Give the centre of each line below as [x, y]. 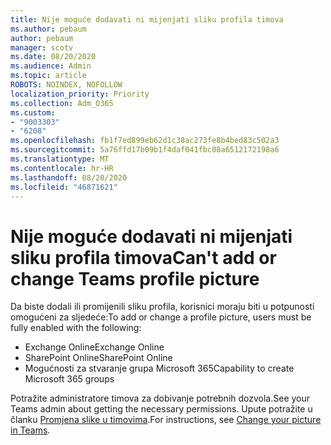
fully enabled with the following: [76, 328]
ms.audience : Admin [51, 66]
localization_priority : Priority [80, 94]
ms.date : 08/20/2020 [53, 57]
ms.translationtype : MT [60, 159]
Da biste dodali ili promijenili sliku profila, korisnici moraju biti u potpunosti [162, 307]
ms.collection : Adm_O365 [62, 103]
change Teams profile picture [135, 278]
